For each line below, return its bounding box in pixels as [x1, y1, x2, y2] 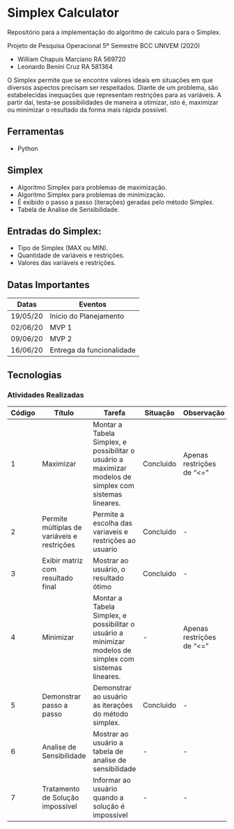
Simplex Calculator [7, 5, 120, 21]
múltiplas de [42, 522, 82, 532]
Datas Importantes [7, 279, 91, 291]
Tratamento [42, 784, 80, 793]
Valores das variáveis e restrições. [17, 259, 116, 267]
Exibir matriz [42, 556, 84, 565]
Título [54, 408, 75, 418]
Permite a [93, 509, 125, 519]
